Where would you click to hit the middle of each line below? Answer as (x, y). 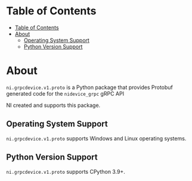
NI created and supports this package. (53, 105)
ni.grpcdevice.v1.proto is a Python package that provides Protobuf (89, 87)
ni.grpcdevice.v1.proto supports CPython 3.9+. (66, 171)
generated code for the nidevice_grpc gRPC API (65, 93)
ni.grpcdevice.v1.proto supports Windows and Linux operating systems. (96, 138)
